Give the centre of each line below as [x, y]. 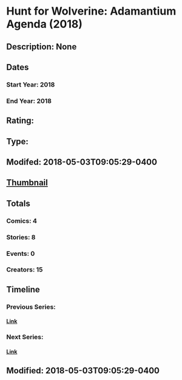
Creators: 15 [25, 270]
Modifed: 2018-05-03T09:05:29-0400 [82, 162]
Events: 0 [21, 253]
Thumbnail [27, 183]
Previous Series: [31, 307]
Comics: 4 [22, 220]
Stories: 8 [21, 237]
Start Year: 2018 [31, 85]
